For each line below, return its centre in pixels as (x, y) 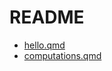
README (47, 17)
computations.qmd (62, 55)
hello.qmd (44, 45)
